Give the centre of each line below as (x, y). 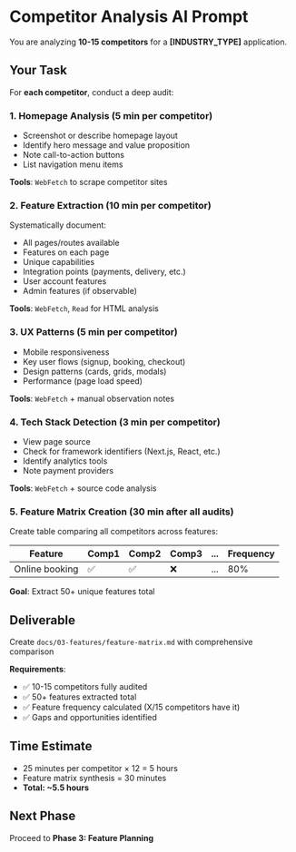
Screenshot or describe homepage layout (100, 136)
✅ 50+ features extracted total (79, 697)
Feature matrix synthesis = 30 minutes (94, 778)
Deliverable (42, 620)
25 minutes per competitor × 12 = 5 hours (100, 768)
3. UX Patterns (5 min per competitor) (94, 332)
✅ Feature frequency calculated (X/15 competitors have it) (131, 707)
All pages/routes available (71, 243)
